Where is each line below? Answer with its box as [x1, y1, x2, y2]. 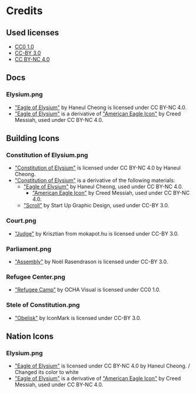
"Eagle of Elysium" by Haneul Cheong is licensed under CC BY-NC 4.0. [14, 104, 187, 111]
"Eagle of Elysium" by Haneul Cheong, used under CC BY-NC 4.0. [23, 183, 184, 190]
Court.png [6, 217, 36, 225]
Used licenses [6, 28, 59, 38]
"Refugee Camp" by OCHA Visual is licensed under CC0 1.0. [14, 286, 161, 293]
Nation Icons [6, 331, 54, 341]
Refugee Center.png [6, 273, 66, 281]
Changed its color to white [14, 369, 79, 376]
